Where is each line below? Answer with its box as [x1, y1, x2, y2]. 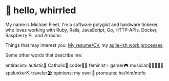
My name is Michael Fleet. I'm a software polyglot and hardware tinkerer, [5, 21, 159, 28]
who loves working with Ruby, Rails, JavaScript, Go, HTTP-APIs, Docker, [5, 26, 158, 33]
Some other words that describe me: [5, 52, 83, 58]
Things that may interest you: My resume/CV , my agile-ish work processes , [5, 42, 164, 48]
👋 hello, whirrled [5, 5, 76, 16]
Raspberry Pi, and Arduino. [5, 32, 62, 38]
